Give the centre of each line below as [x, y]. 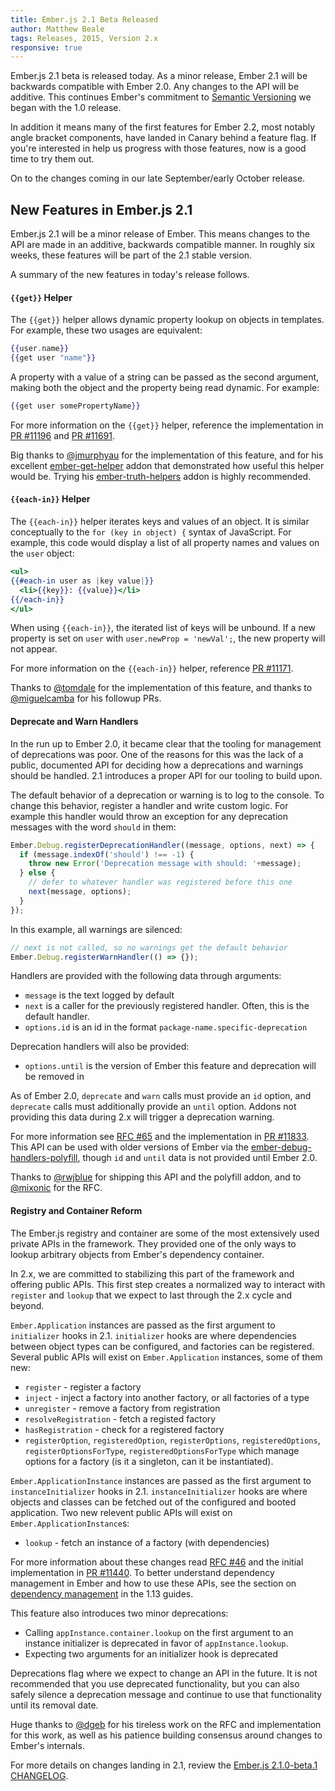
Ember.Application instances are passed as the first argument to [143, 1325]
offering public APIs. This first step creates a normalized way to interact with [168, 1284]
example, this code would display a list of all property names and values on [165, 543]
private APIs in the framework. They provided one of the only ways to [153, 1243]
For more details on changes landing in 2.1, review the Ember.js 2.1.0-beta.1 [164, 1765]
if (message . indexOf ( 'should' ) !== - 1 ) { [107, 854]
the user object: [42, 553]
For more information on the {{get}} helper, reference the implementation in [167, 425]
